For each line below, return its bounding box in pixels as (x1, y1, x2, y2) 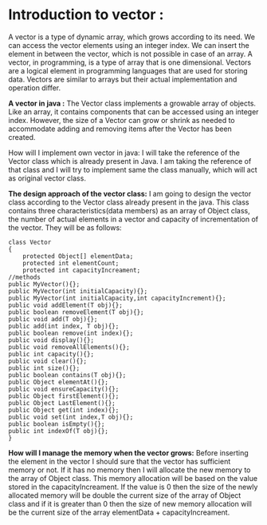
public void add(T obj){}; (8, 315, 98, 323)
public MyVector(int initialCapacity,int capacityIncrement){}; (8, 294, 226, 302)
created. (8, 132, 36, 141)
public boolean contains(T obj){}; (8, 371, 127, 379)
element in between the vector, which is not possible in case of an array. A (8, 49, 253, 58)
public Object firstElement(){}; (8, 392, 120, 400)
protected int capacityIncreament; (22, 266, 141, 274)
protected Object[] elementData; (22, 252, 134, 261)
